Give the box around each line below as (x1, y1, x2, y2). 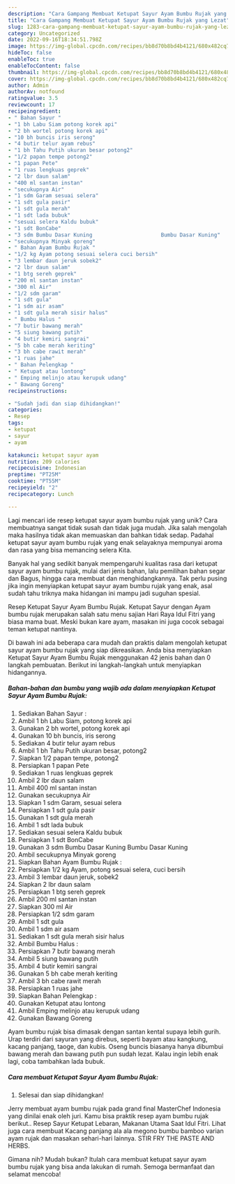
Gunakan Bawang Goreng (17, 1013, 93, 1022)
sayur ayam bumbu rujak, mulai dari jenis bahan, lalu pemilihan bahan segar (8, 566, 226, 575)
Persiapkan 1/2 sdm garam (17, 910, 95, 918)
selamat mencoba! (8, 1169, 61, 1178)
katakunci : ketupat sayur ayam (8, 452, 99, 459)
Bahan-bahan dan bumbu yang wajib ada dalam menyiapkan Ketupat (8, 684, 215, 692)
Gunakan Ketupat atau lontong (17, 999, 106, 1007)
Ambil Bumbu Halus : (17, 939, 79, 948)
